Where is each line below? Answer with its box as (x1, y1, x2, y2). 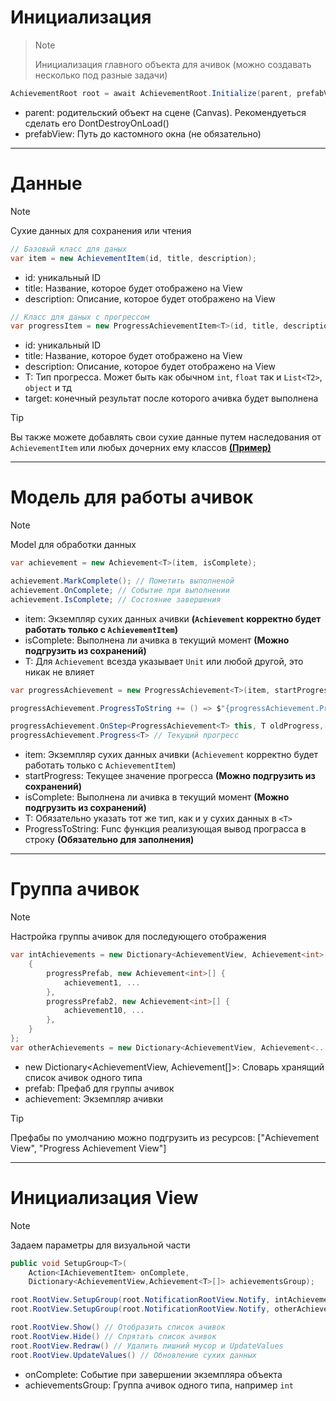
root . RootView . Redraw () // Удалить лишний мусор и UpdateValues (10, 1341, 284, 1351)
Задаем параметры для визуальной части (10, 1239, 191, 1251)
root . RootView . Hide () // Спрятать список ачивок (10, 1331, 217, 1341)
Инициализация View (10, 1186, 199, 1209)
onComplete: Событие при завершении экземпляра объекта (24, 1368, 283, 1380)
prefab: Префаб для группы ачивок (24, 1082, 175, 1094)
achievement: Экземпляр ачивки (24, 1092, 164, 1105)
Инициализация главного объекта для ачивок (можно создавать (34, 58, 312, 70)
